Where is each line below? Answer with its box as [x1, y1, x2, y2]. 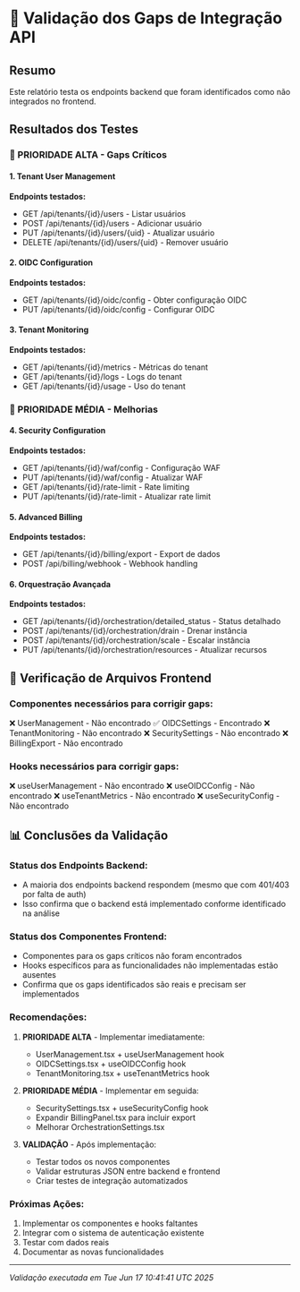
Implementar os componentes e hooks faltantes [21, 1218, 198, 1229]
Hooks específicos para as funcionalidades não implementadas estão [21, 960, 279, 971]
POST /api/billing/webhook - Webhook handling [21, 559, 198, 569]
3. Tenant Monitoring [9, 324, 89, 335]
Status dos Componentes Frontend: [9, 930, 168, 943]
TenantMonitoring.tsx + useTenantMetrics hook [35, 1067, 210, 1078]
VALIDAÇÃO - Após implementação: [21, 1139, 157, 1150]
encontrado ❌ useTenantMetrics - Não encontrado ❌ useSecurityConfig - [9, 791, 280, 801]
